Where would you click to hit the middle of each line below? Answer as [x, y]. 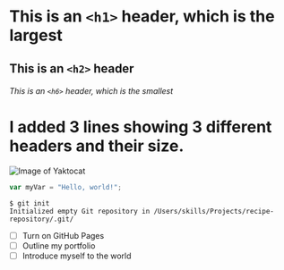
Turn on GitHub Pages [63, 235]
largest [36, 35]
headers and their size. [97, 146]
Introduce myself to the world [77, 256]
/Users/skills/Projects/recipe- [214, 211]
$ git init [30, 203]
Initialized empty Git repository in [80, 211]
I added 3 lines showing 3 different [141, 127]
